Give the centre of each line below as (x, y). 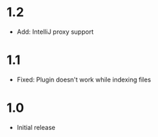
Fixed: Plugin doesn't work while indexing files (84, 79)
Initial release (36, 127)
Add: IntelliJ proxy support (55, 32)
